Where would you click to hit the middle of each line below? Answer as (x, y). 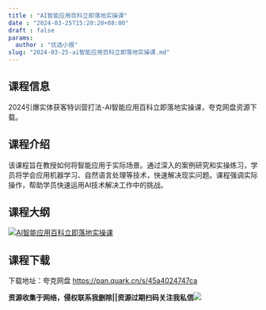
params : (21, 38)
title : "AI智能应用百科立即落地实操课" (68, 15)
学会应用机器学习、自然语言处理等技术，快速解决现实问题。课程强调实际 (140, 174)
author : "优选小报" (47, 45)
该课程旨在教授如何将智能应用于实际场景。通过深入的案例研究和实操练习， (129, 165)
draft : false (32, 30)
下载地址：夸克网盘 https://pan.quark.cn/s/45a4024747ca (103, 281)
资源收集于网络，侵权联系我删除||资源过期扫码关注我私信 (101, 297)
